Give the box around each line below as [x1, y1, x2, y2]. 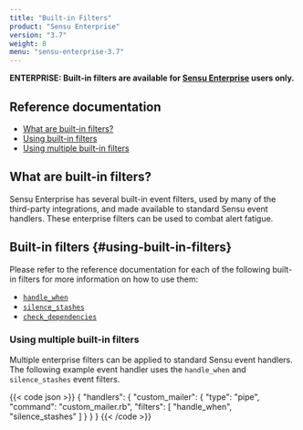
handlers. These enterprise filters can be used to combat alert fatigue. [9, 212, 274, 224]
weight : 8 [9, 38, 47, 48]
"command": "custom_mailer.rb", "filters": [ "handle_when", [9, 401, 233, 412]
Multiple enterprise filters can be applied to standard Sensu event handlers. [9, 354, 294, 365]
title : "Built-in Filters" [9, 13, 112, 23]
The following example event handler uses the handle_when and [9, 363, 246, 375]
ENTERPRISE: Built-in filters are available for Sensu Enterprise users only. [9, 72, 295, 83]
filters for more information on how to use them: [17, 274, 199, 285]
